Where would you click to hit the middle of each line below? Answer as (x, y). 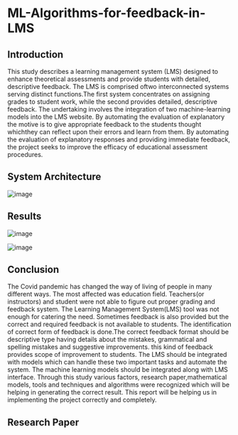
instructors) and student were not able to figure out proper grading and (111, 302)
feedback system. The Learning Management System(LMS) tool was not (113, 309)
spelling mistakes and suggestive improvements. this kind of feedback (110, 347)
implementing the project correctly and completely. (82, 400)
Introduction (36, 54)
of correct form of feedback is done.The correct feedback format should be (118, 332)
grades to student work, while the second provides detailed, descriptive (113, 102)
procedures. (25, 155)
